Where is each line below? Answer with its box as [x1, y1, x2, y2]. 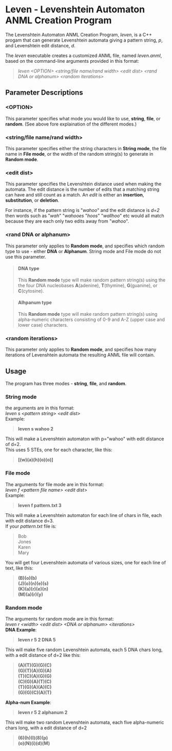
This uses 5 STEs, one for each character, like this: [5, 446, 112, 453]
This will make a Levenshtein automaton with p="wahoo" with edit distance [5, 436, 164, 442]
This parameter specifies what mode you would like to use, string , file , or [5, 115, 161, 121]
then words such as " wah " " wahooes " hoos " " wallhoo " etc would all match [5, 212, 164, 219]
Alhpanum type [17, 299, 52, 306]
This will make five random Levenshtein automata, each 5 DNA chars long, [5, 647, 163, 653]
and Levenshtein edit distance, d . [5, 42, 75, 48]
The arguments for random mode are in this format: [5, 616, 114, 622]
